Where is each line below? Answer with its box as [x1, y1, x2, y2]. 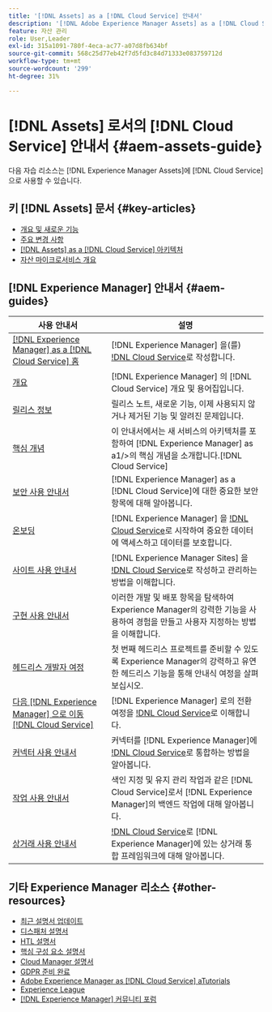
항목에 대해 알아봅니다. [111, 498, 193, 509]
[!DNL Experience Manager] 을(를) [111, 340, 241, 351]
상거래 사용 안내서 [12, 838, 77, 850]
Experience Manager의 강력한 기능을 [111, 604, 247, 615]
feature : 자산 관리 [8, 27, 67, 35]
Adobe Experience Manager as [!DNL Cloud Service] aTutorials [19, 976, 231, 985]
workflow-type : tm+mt [8, 58, 82, 66]
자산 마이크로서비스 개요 [19, 255, 97, 264]
